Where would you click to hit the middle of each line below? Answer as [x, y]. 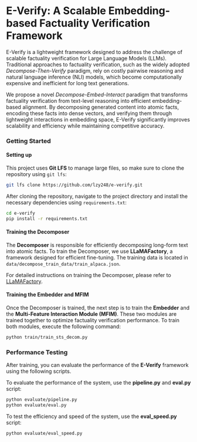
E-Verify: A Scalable [56, 11]
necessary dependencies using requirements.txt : [67, 202]
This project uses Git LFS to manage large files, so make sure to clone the [95, 168]
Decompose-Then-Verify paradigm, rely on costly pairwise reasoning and [95, 70]
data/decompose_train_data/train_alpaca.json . [63, 264]
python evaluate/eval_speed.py [44, 433]
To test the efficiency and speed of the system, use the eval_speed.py [91, 416]
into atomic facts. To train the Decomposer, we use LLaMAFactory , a [89, 251]
